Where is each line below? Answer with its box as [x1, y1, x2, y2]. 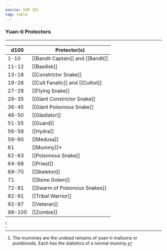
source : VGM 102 [5, 7, 39, 12]
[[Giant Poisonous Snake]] [32, 103, 94, 110]
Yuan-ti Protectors [5, 28, 51, 35]
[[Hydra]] [32, 127, 54, 134]
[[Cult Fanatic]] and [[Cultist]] [32, 79, 102, 86]
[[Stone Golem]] [32, 176, 71, 183]
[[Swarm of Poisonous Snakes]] [32, 184, 107, 191]
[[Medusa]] [32, 135, 59, 142]
